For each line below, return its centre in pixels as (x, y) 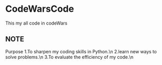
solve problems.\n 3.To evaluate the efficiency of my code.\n (69, 57)
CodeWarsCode (40, 9)
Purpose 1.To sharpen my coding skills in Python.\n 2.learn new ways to (81, 51)
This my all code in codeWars (36, 23)
